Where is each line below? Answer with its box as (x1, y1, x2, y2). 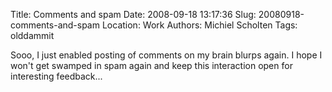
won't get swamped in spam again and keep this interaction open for (10, 60, 293, 71)
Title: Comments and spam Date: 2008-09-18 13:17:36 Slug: (10, 9, 257, 20)
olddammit (10, 30, 55, 41)
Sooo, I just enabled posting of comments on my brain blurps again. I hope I (10, 49, 323, 61)
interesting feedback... (10, 70, 103, 82)
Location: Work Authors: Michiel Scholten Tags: (101, 19, 298, 31)
